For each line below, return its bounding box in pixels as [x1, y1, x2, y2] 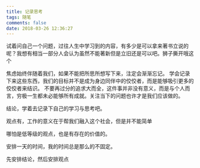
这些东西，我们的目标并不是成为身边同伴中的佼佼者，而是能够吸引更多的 [16, 77, 194, 85]
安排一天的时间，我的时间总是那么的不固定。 [6, 143, 116, 150]
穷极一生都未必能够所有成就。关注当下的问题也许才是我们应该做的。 [16, 92, 183, 99]
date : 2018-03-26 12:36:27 [6, 25, 73, 32]
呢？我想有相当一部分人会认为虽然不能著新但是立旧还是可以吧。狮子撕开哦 [6, 50, 189, 57]
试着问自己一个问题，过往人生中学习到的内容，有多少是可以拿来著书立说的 [6, 42, 189, 49]
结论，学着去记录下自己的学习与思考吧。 [6, 105, 105, 112]
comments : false [6, 20, 46, 26]
